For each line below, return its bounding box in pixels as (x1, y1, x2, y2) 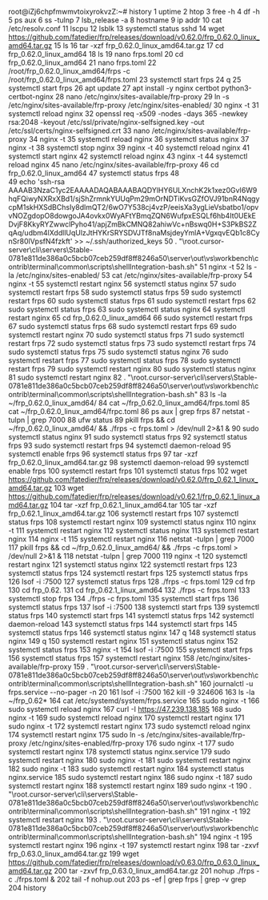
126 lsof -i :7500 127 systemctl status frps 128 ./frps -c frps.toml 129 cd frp (8, 577, 256, 586)
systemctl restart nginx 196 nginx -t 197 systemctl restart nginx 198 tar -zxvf (8, 841, 260, 850)
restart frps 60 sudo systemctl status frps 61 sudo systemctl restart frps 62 (8, 296, 256, 305)
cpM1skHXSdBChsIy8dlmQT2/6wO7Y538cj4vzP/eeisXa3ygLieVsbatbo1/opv (8, 203, 259, 211)
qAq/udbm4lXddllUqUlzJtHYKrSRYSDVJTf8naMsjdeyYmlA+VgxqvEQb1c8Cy (8, 228, 260, 237)
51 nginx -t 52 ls (199, 262, 252, 271)
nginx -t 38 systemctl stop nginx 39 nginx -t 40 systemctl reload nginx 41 (8, 143, 250, 152)
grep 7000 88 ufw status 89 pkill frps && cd (30, 416, 176, 424)
